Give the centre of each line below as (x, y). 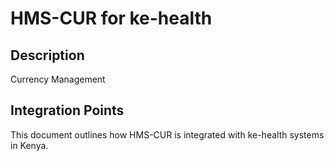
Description (47, 55)
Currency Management (58, 79)
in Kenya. (29, 145)
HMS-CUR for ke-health (111, 18)
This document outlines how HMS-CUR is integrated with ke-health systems (167, 134)
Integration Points (67, 110)
